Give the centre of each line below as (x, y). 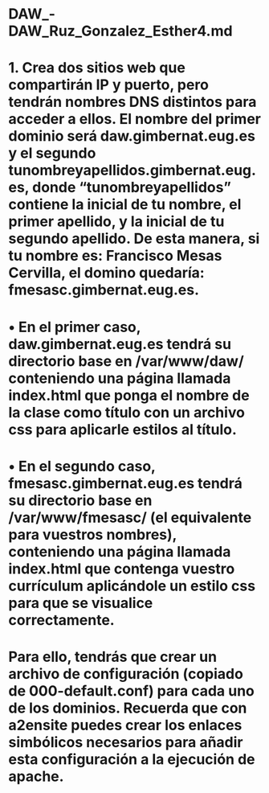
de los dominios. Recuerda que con (128, 708)
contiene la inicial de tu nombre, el (125, 205)
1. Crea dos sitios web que (97, 68)
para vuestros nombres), (93, 534)
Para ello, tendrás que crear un (113, 657)
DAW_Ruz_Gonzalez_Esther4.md (120, 31)
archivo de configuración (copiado (126, 674)
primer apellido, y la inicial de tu (116, 222)
